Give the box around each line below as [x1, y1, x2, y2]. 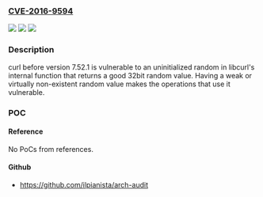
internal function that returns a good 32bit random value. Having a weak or [8, 70, 252, 80]
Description [8, 44, 55, 55]
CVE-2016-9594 [8, 6, 74, 17]
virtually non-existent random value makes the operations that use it [8, 79, 231, 89]
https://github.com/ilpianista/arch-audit [19, 180, 149, 189]
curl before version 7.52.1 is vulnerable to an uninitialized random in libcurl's [8, 62, 255, 72]
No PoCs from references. [8, 144, 93, 153]
